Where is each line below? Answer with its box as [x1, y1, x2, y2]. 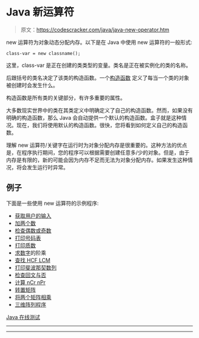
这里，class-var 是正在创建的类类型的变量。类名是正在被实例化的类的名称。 [6, 62, 191, 69]
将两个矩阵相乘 [14, 294, 52, 301]
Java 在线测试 [6, 313, 40, 320]
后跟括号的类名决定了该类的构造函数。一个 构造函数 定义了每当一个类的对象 [6, 74, 190, 81]
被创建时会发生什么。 [6, 81, 58, 89]
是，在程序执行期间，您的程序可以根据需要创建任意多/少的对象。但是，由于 [6, 149, 190, 156]
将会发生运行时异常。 [16, 163, 69, 170]
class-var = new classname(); [6, 50, 81, 56]
